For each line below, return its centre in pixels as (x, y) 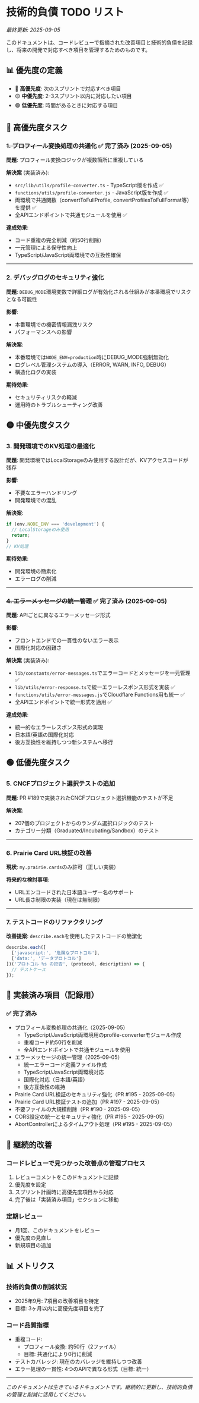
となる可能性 (22, 299)
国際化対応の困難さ (38, 648)
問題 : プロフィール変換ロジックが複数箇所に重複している (75, 160)
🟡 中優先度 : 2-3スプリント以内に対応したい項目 (73, 96)
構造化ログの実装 (36, 372)
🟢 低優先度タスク (38, 762)
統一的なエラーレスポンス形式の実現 (59, 727)
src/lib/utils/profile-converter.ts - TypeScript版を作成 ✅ (89, 185)
